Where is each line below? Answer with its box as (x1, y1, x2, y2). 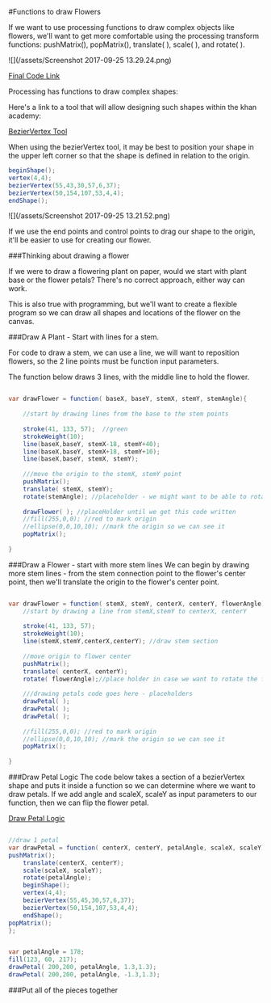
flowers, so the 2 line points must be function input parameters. (8, 356, 219, 366)
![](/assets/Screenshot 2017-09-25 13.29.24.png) (8, 56, 172, 65)
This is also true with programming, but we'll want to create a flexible (8, 299, 238, 310)
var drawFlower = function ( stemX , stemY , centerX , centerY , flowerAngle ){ (8, 600, 269, 608)
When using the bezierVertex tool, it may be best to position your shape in (8, 142, 254, 152)
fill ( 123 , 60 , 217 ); (8, 955, 78, 964)
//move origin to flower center (23, 652, 131, 660)
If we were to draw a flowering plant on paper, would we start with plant (8, 267, 248, 276)
